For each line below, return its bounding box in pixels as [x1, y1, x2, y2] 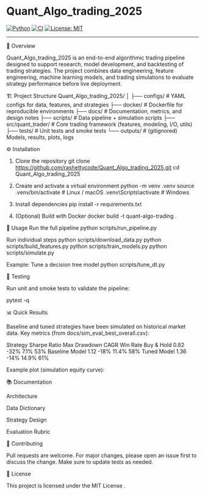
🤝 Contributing [6, 439, 43, 447]
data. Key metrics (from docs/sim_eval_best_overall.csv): [6, 329, 149, 337]
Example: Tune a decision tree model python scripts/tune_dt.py [6, 261, 165, 268]
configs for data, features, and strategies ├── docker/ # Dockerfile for [6, 101, 184, 108]
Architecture [6, 392, 38, 400]
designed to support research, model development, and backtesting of [6, 60, 184, 68]
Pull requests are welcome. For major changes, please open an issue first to [6, 452, 197, 459]
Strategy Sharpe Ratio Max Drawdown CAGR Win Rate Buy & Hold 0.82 [6, 341, 185, 348]
